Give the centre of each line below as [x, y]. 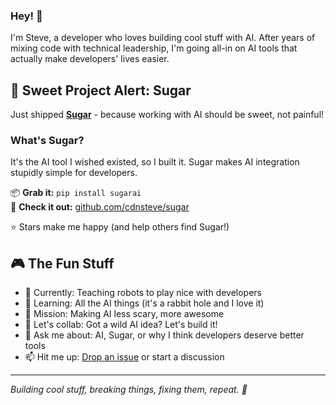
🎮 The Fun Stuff [62, 263]
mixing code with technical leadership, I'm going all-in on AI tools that [154, 48]
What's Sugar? [47, 141]
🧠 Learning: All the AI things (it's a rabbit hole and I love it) [144, 303]
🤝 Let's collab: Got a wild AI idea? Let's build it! [121, 325]
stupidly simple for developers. [74, 173]
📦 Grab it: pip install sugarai [76, 193]
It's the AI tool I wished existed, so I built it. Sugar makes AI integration [155, 162]
